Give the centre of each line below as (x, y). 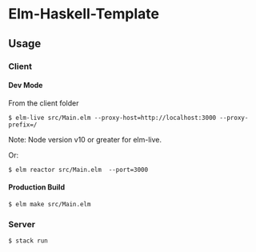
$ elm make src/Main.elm (50, 204)
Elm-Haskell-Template (84, 14)
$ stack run (28, 241)
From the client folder (44, 103)
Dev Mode (26, 86)
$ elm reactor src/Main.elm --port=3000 (78, 170)
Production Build (37, 187)
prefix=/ (23, 125)
